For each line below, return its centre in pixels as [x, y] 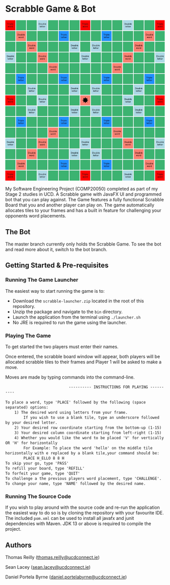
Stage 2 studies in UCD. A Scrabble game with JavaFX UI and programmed [83, 194]
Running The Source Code [38, 496]
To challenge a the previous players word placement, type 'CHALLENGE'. [83, 479]
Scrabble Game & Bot [51, 9]
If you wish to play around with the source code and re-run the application [83, 507]
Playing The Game [28, 335]
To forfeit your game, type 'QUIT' [43, 474]
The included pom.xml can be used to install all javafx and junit [70, 518]
